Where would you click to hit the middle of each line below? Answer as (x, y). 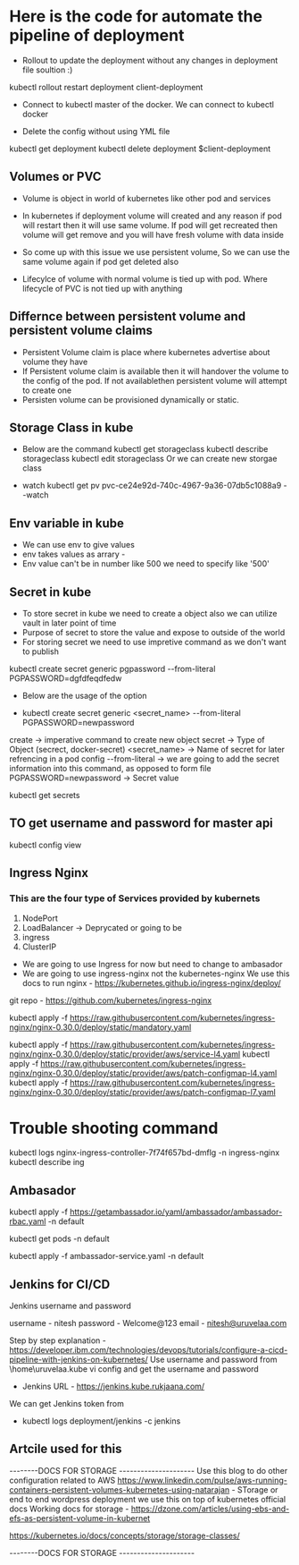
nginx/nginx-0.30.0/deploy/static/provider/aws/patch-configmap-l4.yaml (143, 1073)
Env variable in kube (67, 523)
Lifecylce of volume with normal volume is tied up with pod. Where (145, 278)
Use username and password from (214, 1360)
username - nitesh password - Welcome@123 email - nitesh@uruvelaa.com (148, 1323)
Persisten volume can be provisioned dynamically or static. (130, 399)
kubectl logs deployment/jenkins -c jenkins (101, 1421)
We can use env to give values (79, 545)
